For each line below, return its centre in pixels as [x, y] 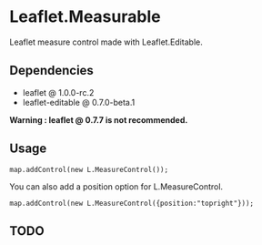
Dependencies [51, 71]
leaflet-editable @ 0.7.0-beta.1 [79, 102]
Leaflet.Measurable [85, 17]
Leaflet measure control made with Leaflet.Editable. [106, 42]
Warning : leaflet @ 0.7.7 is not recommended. [99, 119]
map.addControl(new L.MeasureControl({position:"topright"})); [132, 203]
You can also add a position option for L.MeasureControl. [116, 186]
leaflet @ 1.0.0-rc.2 [58, 92]
